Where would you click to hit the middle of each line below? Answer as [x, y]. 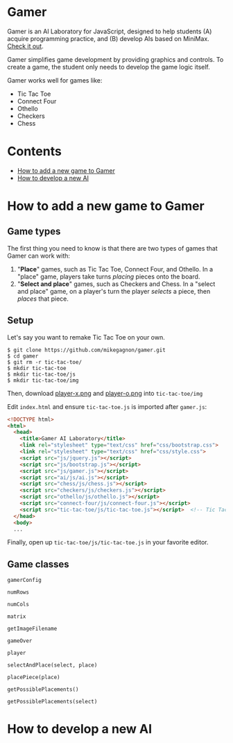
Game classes [38, 564]
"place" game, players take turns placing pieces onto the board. [109, 276]
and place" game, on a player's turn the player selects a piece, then [114, 291]
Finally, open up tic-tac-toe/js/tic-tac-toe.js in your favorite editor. [108, 542]
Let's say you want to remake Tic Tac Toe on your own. [86, 337]
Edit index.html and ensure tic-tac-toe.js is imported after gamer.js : [107, 406]
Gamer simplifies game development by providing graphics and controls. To [115, 59]
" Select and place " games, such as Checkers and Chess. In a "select [116, 284]
